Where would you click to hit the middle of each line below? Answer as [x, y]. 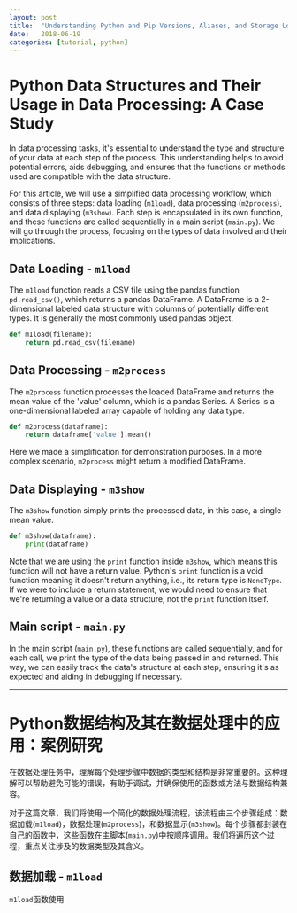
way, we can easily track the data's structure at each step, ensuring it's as [145, 667]
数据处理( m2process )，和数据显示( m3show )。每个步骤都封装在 [178, 823]
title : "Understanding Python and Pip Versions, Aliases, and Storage [144, 26]
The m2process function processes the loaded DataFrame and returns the [142, 392]
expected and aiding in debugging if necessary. [96, 676]
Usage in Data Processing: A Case [137, 105]
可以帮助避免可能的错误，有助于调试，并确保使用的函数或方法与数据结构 [148, 783]
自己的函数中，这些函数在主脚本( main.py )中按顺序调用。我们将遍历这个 [138, 835]
